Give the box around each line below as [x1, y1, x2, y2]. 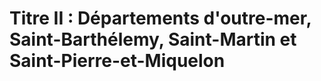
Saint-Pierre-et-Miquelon [9, 50, 226, 72]
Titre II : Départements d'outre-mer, [9, 7, 312, 30]
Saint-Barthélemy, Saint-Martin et [9, 28, 297, 51]
